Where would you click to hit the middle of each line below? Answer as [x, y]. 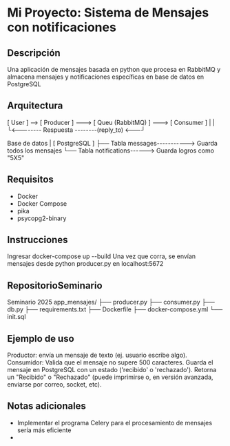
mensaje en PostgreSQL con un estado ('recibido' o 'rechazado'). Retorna [112, 370]
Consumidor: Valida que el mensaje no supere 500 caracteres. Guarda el [110, 362]
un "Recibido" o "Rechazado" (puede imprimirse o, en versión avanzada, [110, 377]
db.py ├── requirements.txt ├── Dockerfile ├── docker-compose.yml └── [115, 309]
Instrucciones [38, 240]
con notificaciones [62, 27]
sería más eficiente [44, 430]
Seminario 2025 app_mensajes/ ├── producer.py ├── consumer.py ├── [111, 302]
